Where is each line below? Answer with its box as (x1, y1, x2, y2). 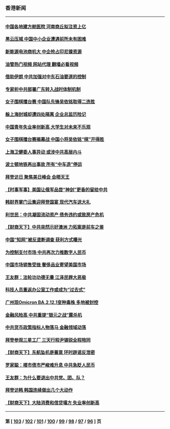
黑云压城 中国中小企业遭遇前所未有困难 (5, 36, 87, 42)
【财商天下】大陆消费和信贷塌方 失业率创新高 (5, 399, 100, 406)
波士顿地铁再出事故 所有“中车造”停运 (5, 161, 82, 168)
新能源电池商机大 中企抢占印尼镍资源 (5, 49, 82, 55)
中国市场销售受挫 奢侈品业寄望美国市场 (5, 262, 87, 268)
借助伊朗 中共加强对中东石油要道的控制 (5, 73, 87, 80)
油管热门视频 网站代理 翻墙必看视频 (5, 61, 78, 67)
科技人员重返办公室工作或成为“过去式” (5, 287, 86, 293)
